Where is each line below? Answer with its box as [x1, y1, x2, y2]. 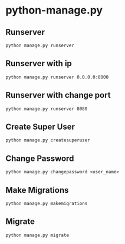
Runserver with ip [5, 58, 72, 68]
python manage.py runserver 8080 [5, 105, 88, 112]
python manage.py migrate [5, 232, 69, 238]
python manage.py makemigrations [5, 201, 88, 207]
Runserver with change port [5, 90, 111, 100]
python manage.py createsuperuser [5, 137, 91, 143]
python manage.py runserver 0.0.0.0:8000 [5, 74, 109, 80]
